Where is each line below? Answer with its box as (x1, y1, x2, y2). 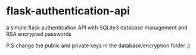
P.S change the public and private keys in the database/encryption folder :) (6, 42, 191, 49)
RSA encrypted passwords (6, 30, 72, 37)
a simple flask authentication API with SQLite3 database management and (6, 24, 188, 31)
